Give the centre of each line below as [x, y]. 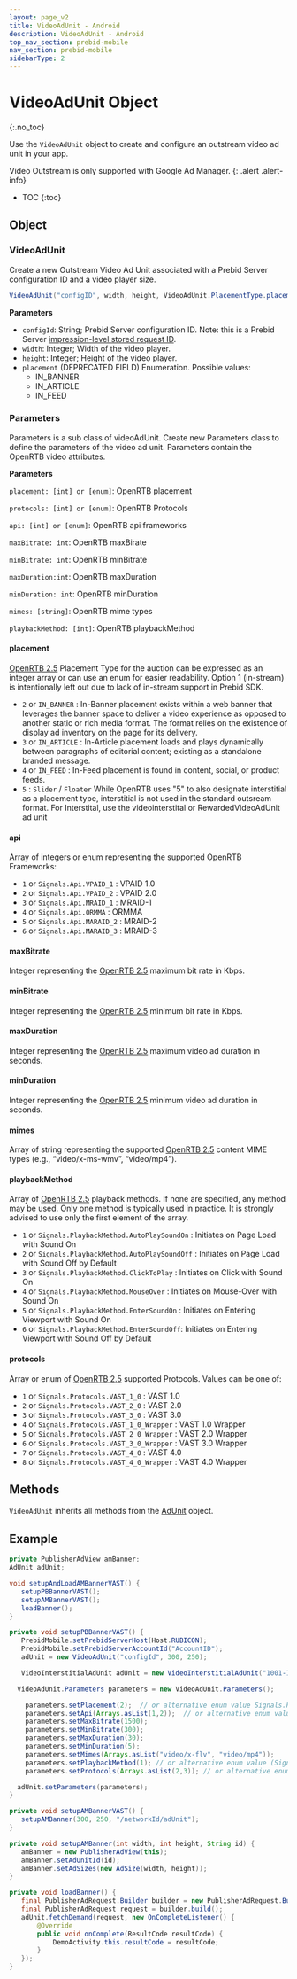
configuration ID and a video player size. [83, 279]
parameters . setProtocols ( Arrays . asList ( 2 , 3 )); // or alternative [148, 1771]
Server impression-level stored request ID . [99, 339]
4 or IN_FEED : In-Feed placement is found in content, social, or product [151, 770]
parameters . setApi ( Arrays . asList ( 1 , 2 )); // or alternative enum [148, 1713]
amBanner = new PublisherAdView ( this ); [94, 1852]
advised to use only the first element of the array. [99, 1218]
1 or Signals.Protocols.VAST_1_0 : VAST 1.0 [101, 1396]
